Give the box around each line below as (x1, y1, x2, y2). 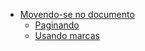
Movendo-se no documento (19, 9, 135, 20)
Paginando (34, 19, 80, 31)
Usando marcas (34, 30, 100, 41)
